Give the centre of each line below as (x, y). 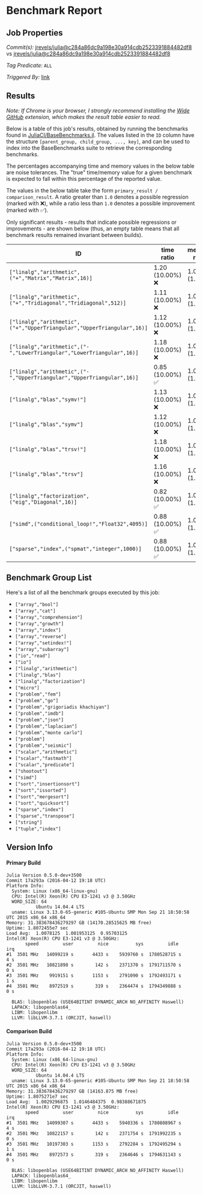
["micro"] (27, 688)
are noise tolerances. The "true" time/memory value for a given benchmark (99, 172)
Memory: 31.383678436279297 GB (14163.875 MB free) (72, 1092)
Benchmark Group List (49, 578)
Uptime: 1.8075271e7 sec (37, 1097)
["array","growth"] (39, 624)
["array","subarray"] (42, 649)
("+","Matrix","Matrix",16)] (51, 278)
